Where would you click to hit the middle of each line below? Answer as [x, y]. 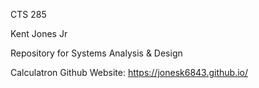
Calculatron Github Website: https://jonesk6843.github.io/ [129, 72]
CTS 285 [28, 14]
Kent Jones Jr [39, 33]
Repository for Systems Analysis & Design [96, 53]
